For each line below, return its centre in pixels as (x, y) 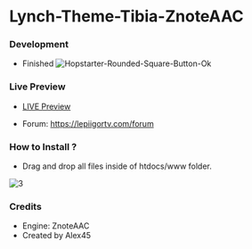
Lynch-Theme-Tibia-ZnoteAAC (126, 17)
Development (39, 45)
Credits (25, 207)
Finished (38, 63)
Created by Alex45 (57, 236)
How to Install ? (43, 146)
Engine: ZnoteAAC (56, 226)
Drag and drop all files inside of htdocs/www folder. (117, 166)
